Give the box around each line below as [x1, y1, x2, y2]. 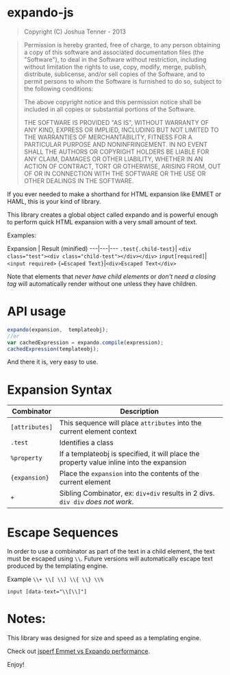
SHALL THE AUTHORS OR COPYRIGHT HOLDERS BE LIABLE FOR [23, 147, 209, 156]
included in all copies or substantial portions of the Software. [23, 105, 196, 113]
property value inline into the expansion [59, 458, 187, 467]
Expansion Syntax [7, 382, 112, 397]
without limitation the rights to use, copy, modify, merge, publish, [23, 62, 207, 71]
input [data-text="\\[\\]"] [7, 589, 88, 595]
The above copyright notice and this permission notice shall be [23, 97, 202, 106]
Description [119, 407, 159, 416]
